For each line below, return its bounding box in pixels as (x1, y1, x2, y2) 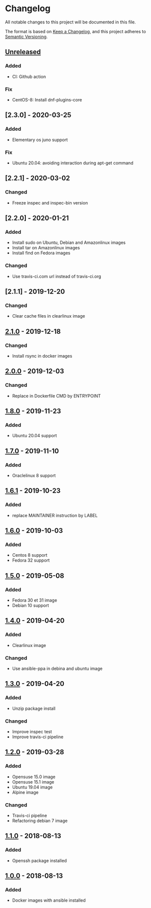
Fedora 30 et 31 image (12, 597, 57, 603)
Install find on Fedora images (12, 250, 71, 256)
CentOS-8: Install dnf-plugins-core (12, 97, 82, 102)
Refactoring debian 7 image (12, 818, 68, 824)
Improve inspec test (12, 729, 52, 735)
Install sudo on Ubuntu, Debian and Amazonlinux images (12, 240, 126, 245)
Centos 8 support (12, 552, 48, 558)
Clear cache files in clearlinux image (12, 313, 85, 319)
